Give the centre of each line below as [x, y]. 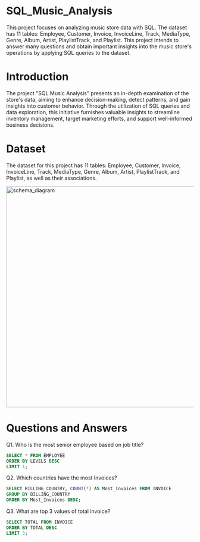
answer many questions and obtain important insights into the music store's [99, 46]
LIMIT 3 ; [17, 533]
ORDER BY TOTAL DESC [32, 528]
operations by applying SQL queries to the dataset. [68, 52]
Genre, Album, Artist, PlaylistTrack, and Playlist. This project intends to [93, 40]
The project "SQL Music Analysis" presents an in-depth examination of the [98, 93]
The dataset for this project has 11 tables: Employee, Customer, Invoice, [93, 165]
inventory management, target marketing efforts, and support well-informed [99, 118]
